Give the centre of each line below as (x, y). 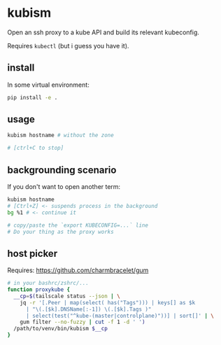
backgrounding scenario (62, 170)
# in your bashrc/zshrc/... (48, 283)
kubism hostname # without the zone (60, 135)
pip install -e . (33, 97)
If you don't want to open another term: (64, 186)
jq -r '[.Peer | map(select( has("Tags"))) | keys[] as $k (108, 302)
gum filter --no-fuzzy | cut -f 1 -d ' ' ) (83, 322)
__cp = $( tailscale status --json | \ (67, 296)
